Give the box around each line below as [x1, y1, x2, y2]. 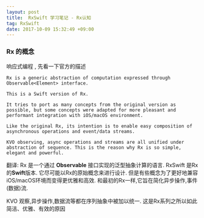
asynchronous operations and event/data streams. [6, 128, 136, 135]
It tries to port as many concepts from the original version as [6, 102, 176, 108]
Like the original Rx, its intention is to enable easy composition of [6, 123, 192, 129]
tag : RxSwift [6, 20, 40, 26]
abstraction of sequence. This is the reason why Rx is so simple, [6, 145, 182, 151]
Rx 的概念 [6, 47, 35, 56]
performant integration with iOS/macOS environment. [6, 112, 144, 118]
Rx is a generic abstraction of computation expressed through [6, 75, 171, 81]
